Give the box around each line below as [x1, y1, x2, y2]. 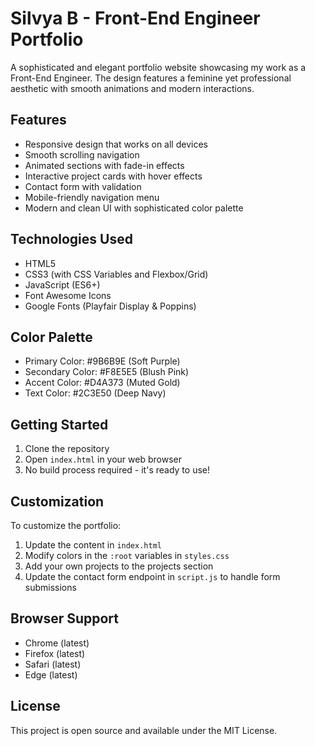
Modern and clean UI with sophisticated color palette [24, 202, 244, 214]
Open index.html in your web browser [24, 453, 182, 466]
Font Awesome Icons [24, 289, 112, 301]
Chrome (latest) [24, 637, 90, 649]
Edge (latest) [24, 668, 78, 681]
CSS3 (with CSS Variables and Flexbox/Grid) [24, 268, 209, 280]
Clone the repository [24, 443, 110, 455]
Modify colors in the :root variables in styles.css [24, 550, 230, 561]
